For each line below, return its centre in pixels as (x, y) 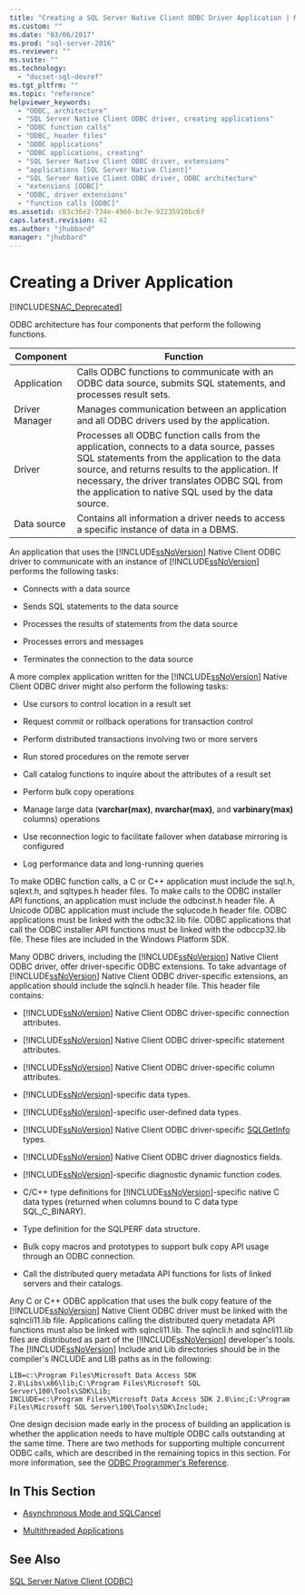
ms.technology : (38, 69)
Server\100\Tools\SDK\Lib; (60, 1392)
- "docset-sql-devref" (60, 77)
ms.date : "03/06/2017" (52, 34)
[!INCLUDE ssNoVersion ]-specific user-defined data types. (132, 1112)
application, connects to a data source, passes (176, 447)
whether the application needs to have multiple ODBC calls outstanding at (148, 1434)
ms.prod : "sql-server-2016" (63, 43)
